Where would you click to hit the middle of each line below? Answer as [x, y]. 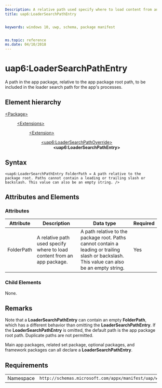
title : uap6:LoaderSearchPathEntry [41, 14]
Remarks [19, 308]
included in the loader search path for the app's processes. [64, 87]
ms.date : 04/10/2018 [26, 45]
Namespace [21, 378]
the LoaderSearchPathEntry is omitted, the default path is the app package [80, 330]
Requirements [27, 365]
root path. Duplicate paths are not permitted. [49, 336]
